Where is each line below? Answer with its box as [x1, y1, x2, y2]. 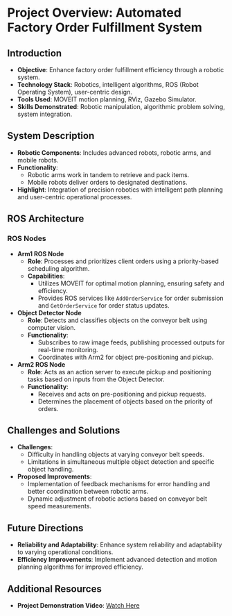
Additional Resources [7, 583, 102, 594]
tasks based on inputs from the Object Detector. [27, 375, 165, 383]
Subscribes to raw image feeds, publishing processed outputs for [37, 338, 225, 347]
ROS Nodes [7, 234, 46, 244]
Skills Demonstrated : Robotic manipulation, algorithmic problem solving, [17, 103, 225, 110]
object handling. [27, 465, 74, 474]
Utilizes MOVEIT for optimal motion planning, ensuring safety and [37, 279, 225, 288]
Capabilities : [27, 272, 65, 280]
